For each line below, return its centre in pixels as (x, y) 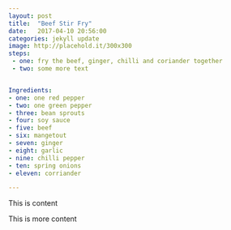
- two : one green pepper (50, 105)
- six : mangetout (38, 136)
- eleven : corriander (45, 173)
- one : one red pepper (47, 98)
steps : (19, 53)
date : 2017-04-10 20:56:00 (58, 31)
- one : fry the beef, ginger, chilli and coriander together (117, 62)
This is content (33, 203)
